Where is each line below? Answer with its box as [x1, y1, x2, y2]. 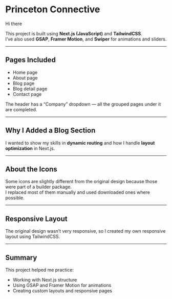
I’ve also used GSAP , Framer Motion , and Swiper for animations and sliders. [5, 36, 167, 42]
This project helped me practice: [5, 267, 74, 273]
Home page [12, 69, 38, 75]
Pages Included [5, 55, 56, 65]
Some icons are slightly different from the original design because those [5, 178, 158, 185]
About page [12, 74, 38, 81]
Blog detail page [12, 86, 48, 92]
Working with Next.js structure [12, 277, 77, 283]
